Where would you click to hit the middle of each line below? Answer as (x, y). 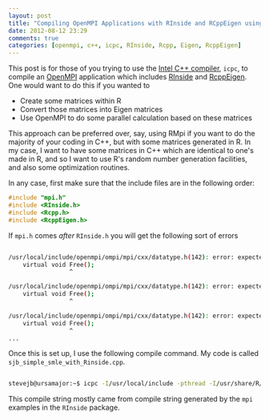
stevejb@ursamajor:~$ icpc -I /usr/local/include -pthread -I (112, 384)
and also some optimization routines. (69, 168)
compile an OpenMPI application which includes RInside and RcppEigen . (128, 77)
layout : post (30, 16)
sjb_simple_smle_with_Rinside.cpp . (67, 362)
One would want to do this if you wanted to (79, 86)
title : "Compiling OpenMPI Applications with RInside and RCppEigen (125, 23)
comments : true (34, 38)
